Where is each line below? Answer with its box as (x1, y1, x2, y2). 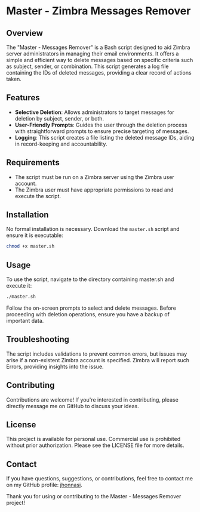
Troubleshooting (6, 334, 70, 344)
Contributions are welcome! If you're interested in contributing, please (6, 396, 179, 403)
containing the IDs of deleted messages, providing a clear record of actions (6, 69, 192, 76)
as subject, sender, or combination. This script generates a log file (6, 63, 169, 70)
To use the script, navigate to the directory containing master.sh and (6, 276, 174, 283)
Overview (6, 28, 44, 38)
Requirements (6, 158, 60, 168)
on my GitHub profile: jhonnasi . (6, 482, 82, 489)
